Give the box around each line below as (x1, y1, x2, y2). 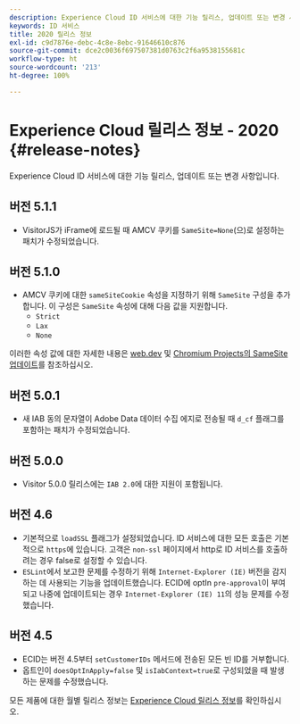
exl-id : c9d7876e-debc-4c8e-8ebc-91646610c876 (9, 37, 186, 47)
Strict (35, 312, 61, 321)
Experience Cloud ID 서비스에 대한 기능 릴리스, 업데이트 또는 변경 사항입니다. (9, 171, 279, 181)
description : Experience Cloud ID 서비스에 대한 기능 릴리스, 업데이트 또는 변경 (9, 12, 286, 22)
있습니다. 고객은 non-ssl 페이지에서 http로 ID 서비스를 (75, 544, 264, 554)
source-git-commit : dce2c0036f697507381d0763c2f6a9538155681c (9, 46, 246, 55)
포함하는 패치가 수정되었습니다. (21, 425, 131, 436)
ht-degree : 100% (9, 71, 70, 80)
